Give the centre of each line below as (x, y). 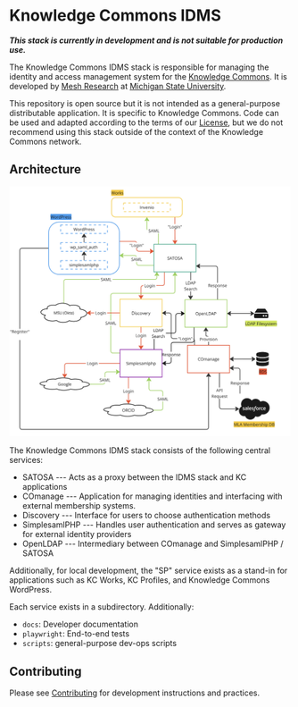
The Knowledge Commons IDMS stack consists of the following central (140, 450)
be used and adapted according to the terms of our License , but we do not (146, 122)
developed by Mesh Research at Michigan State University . (118, 86)
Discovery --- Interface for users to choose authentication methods (146, 516)
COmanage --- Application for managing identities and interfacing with (152, 496)
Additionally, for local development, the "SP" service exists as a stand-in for (149, 571)
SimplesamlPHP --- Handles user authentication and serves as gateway (154, 525)
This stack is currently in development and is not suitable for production (146, 40)
